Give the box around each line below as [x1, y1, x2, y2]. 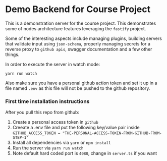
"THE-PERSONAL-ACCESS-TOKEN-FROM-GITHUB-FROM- [62, 131, 162, 136]
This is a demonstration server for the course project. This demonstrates [5, 20, 156, 26]
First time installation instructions [5, 97, 90, 104]
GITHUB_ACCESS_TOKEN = [12, 131, 61, 136]
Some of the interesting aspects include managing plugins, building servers [5, 35, 162, 41]
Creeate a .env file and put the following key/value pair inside [12, 125, 140, 131]
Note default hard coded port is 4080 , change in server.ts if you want [12, 150, 157, 156]
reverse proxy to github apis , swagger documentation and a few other [5, 46, 152, 52]
